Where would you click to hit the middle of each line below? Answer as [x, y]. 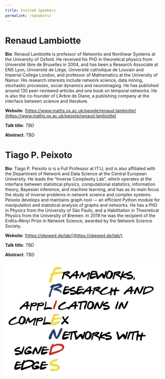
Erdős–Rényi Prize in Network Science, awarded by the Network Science [79, 221]
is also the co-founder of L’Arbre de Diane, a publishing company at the [77, 96]
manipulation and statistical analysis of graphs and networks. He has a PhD [81, 205]
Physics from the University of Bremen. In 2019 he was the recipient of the [80, 216]
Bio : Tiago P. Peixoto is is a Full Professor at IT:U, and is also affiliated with [80, 169]
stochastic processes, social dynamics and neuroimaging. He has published [82, 86]
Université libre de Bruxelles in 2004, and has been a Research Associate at [82, 64]
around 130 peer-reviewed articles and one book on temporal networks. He [81, 91]
